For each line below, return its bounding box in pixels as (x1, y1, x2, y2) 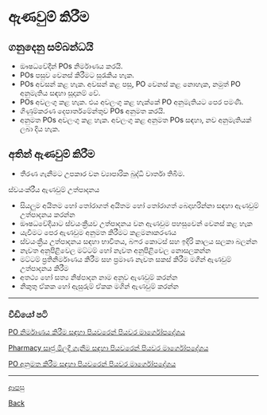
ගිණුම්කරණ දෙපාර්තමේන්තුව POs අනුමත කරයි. (19, 106, 165, 115)
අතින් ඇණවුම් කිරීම (8, 147, 95, 161)
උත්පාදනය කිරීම (19, 263, 69, 272)
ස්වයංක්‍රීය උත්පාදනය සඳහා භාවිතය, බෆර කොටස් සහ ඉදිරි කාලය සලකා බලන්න (19, 236, 258, 246)
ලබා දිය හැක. (19, 124, 60, 133)
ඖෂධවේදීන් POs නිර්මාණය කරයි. (19, 61, 123, 71)
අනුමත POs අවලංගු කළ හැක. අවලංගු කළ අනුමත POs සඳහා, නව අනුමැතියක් (19, 115, 252, 124)
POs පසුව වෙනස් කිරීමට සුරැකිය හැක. (19, 70, 135, 80)
